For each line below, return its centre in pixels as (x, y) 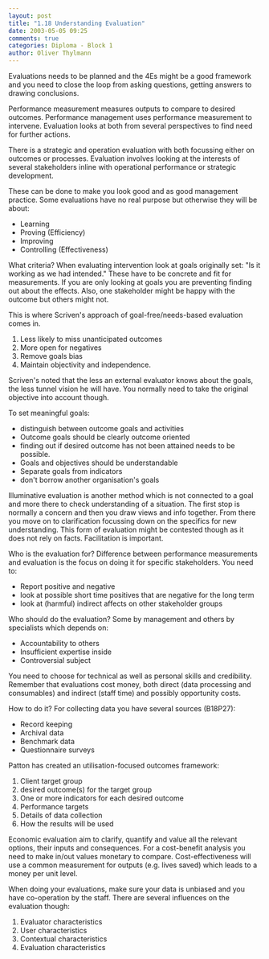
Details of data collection (61, 815)
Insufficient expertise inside (66, 652)
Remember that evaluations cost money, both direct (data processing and (130, 684)
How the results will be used (67, 824)
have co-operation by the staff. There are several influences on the (119, 897)
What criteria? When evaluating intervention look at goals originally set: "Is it (134, 265)
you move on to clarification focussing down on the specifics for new (122, 521)
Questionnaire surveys (57, 750)
